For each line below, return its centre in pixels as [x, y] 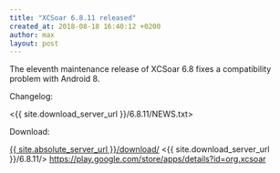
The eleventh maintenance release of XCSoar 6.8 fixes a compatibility [140, 69]
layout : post [34, 43]
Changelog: [31, 97]
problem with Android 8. [55, 79]
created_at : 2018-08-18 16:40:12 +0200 [85, 26]
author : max [32, 35]
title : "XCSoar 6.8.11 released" [73, 18]
